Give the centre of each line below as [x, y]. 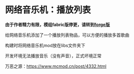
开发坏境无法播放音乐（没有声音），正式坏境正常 [53, 56]
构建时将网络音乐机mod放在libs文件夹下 [45, 45]
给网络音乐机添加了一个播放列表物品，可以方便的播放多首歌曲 [67, 35]
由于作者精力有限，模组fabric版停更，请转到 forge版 [57, 25]
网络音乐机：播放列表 [48, 10]
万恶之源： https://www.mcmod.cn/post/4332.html [56, 66]
